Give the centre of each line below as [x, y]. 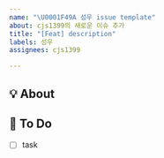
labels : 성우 [31, 42]
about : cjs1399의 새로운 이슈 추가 [67, 26]
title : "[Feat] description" [63, 34]
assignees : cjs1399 [45, 50]
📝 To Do [31, 123]
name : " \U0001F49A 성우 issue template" [82, 17]
